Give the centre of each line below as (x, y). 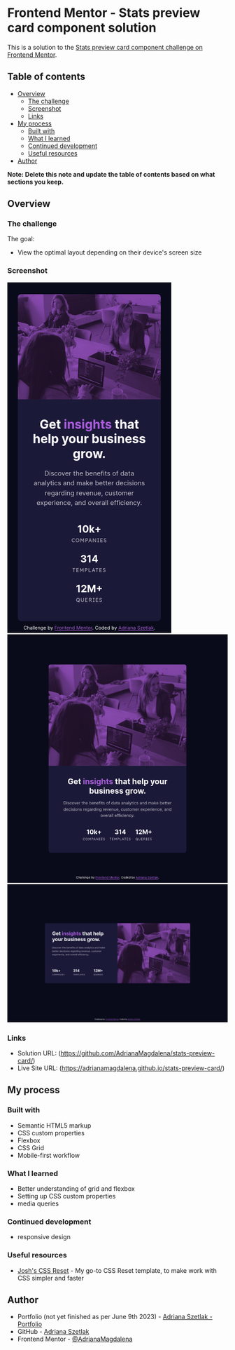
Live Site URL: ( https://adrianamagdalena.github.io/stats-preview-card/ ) (121, 1068)
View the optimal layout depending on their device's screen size (109, 252)
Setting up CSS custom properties (66, 1196)
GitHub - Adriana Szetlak (53, 1332)
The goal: (21, 239)
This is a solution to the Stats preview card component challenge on (105, 47)
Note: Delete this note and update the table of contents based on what (111, 174)
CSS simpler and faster (51, 1278)
